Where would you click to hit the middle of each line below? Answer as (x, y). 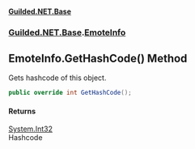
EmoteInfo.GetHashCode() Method (98, 58)
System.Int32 (30, 129)
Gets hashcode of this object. (57, 78)
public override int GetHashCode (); (70, 93)
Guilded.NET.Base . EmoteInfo (67, 32)
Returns (22, 111)
